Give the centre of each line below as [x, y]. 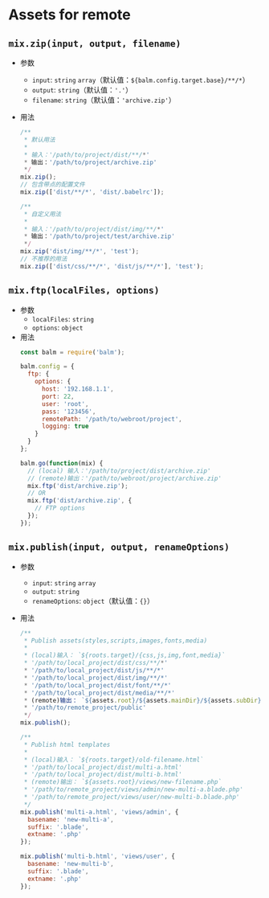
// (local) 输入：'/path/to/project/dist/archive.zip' [119, 471]
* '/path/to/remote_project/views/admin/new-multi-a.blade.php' [133, 789]
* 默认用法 [39, 139]
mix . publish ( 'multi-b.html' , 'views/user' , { [97, 857]
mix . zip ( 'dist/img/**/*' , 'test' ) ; [79, 252]
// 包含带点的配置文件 [53, 185]
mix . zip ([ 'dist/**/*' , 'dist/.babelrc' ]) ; [92, 192]
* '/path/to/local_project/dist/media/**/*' [99, 693]
